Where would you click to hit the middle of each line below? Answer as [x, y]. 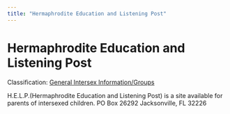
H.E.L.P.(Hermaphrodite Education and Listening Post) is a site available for [115, 95]
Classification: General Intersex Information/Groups [81, 82]
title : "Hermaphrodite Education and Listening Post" [87, 14]
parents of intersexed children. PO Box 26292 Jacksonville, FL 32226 [107, 103]
